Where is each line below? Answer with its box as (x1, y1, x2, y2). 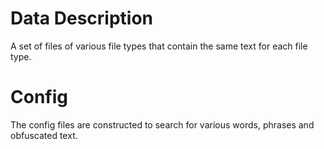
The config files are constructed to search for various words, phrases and (10, 118, 315, 131)
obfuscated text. (10, 129, 78, 141)
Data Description (10, 7, 154, 30)
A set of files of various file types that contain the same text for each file (10, 40, 308, 52)
